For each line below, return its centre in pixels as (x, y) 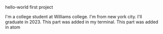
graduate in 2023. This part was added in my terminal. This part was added (82, 22)
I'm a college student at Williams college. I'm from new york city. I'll (74, 17)
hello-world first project (29, 7)
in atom (13, 27)
